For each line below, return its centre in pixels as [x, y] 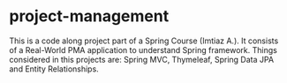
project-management [89, 16]
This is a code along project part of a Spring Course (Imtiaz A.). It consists [144, 41]
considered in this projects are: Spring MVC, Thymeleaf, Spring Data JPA [142, 59]
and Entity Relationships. [54, 69]
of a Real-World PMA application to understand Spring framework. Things [143, 49]
